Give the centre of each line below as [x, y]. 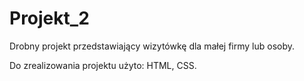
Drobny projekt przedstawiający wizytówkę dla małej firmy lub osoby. [152, 46]
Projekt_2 [49, 18]
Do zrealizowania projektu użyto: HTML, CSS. [103, 65]
